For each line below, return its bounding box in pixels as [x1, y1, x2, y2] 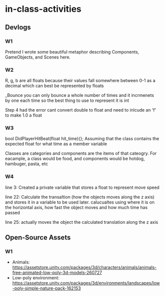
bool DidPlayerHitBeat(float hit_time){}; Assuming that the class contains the [5, 136, 160, 142]
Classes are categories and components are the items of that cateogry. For [5, 150, 157, 156]
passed [5, 209, 21, 215]
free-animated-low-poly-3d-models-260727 [12, 269, 102, 276]
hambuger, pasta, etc [5, 161, 48, 167]
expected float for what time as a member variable [5, 141, 107, 147]
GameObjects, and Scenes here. [5, 54, 71, 60]
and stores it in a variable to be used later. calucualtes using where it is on [5, 199, 155, 205]
